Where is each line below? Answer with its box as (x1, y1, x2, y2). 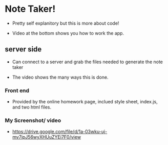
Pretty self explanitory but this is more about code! (12, 20, 119, 26)
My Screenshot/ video (5, 117, 61, 124)
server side (5, 45, 42, 54)
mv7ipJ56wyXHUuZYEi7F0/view (12, 134, 81, 140)
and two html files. (12, 104, 52, 111)
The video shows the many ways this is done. (12, 74, 109, 80)
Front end (5, 87, 29, 94)
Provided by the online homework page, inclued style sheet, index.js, (12, 99, 158, 105)
